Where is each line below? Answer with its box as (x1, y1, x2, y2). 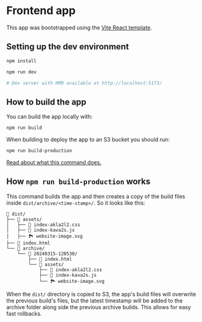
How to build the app (6, 97, 87, 107)
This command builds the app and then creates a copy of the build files (6, 192, 186, 200)
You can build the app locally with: (6, 113, 93, 120)
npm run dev (6, 68, 37, 75)
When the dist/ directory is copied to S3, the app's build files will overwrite (6, 290, 197, 298)
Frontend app (6, 4, 76, 18)
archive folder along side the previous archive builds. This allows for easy (6, 303, 191, 310)
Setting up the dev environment (6, 42, 129, 52)
